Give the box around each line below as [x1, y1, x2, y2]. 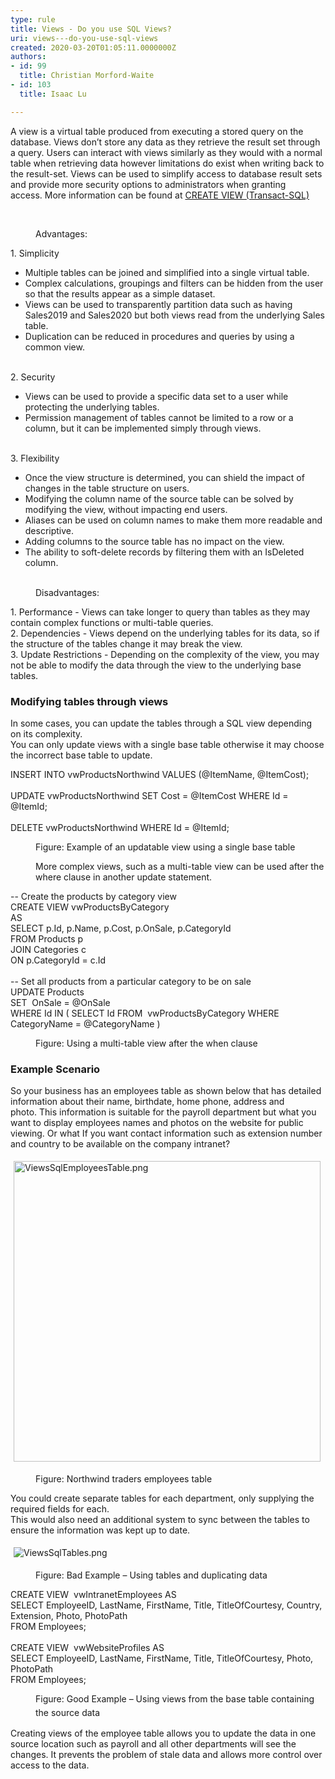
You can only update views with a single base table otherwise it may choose [10, 738, 325, 750]
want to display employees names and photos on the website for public [10, 1117, 304, 1129]
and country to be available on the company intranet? [10, 1138, 231, 1150]
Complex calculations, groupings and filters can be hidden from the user [24, 277, 324, 289]
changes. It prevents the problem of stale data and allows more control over [10, 1749, 323, 1761]
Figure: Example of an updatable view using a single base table [35, 841, 296, 853]
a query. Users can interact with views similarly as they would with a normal [10, 146, 323, 158]
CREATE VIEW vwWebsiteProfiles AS [10, 1642, 165, 1654]
